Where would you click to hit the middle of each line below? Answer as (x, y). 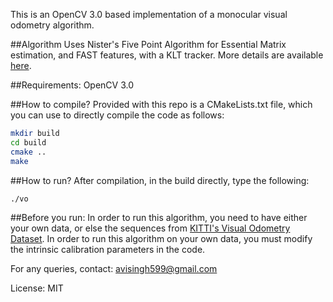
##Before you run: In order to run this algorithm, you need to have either (159, 218)
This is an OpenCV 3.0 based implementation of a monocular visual (149, 14)
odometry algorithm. (52, 25)
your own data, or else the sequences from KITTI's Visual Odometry (150, 228)
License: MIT (37, 288)
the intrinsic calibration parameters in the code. (108, 250)
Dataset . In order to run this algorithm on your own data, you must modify (161, 239)
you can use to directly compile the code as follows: (117, 115)
